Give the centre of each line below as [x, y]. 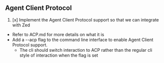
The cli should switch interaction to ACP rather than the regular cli [86, 50]
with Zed [21, 25]
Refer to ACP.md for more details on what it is [58, 34]
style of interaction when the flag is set [59, 55]
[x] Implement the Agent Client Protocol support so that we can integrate [85, 20]
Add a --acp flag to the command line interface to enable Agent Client [83, 40]
